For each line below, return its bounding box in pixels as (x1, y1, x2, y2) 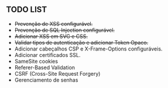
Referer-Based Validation (14, 64, 75, 71)
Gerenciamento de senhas (14, 76, 78, 83)
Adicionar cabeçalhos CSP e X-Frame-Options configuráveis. (14, 45, 163, 52)
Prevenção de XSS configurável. (14, 20, 93, 27)
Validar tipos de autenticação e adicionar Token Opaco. (14, 39, 149, 46)
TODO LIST (6, 5, 47, 15)
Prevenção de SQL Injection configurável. (14, 26, 115, 33)
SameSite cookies (14, 57, 59, 65)
